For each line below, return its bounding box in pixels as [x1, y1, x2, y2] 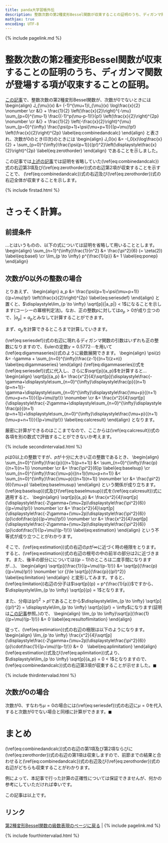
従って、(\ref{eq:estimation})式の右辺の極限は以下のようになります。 [5, 627, 147, 633]
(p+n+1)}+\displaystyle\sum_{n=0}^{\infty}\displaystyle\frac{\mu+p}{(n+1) [5, 411, 158, 417]
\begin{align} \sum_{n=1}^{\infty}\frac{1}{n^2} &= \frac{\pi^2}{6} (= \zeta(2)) [5, 248, 162, 254]
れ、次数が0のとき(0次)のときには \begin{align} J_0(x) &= [5, 136, 124, 142]
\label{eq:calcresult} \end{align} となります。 [64, 417, 157, 423]
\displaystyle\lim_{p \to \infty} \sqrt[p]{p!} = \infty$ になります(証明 [26, 604, 162, 610]
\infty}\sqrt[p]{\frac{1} [103, 611, 149, 617]
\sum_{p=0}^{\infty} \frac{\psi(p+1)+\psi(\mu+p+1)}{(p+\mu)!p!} [5, 124, 136, 130]
